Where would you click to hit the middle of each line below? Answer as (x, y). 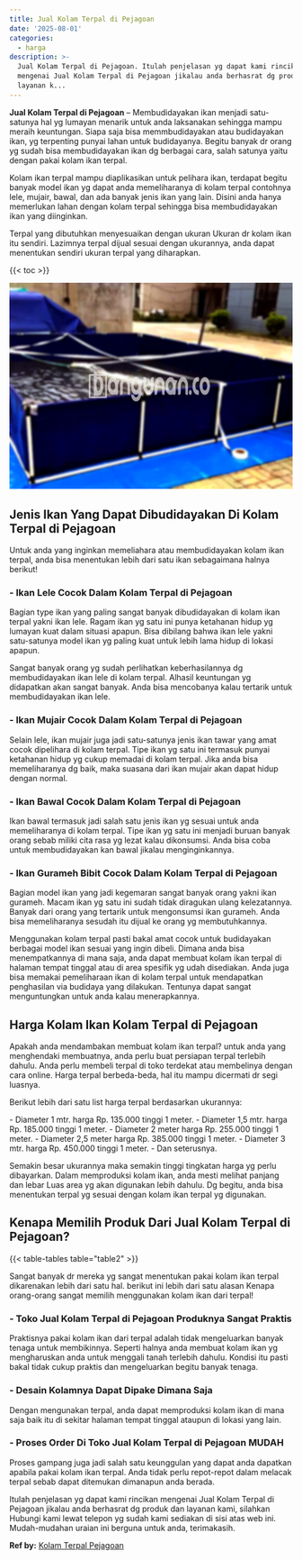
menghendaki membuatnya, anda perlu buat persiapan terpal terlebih (138, 1056)
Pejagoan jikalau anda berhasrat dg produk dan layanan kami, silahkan (140, 1509)
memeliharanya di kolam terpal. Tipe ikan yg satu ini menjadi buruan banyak (150, 830)
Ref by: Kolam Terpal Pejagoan (67, 1545)
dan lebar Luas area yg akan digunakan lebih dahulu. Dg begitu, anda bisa (147, 1185)
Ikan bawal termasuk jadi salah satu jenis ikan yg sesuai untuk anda (134, 821)
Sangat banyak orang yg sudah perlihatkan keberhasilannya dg (126, 668)
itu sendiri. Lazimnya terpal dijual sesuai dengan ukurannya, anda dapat (142, 242)
